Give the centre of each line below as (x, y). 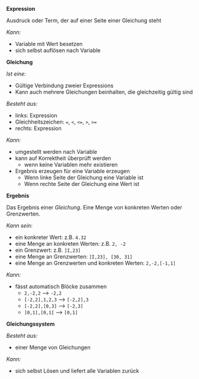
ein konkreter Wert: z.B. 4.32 (51, 237)
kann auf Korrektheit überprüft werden (63, 158)
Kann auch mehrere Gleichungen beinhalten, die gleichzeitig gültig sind (104, 92)
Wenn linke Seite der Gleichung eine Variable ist (84, 177)
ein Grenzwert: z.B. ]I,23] (48, 250)
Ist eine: (16, 74)
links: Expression (36, 115)
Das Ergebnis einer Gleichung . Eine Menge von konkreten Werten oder (94, 207)
